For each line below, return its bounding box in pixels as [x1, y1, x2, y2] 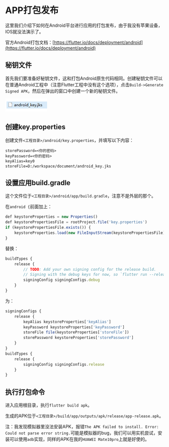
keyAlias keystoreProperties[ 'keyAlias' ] [23, 319, 112, 324]
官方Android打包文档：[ [5, 39, 54, 45]
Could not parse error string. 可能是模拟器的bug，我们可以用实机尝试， [5, 430, 158, 436]
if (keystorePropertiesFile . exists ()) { [5, 225, 92, 230]
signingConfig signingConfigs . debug [23, 277, 100, 283]
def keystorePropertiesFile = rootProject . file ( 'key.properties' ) [5, 220, 147, 225]
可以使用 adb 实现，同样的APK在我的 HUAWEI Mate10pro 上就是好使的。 [9, 436, 150, 442]
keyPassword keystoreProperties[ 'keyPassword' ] [23, 324, 125, 330]
